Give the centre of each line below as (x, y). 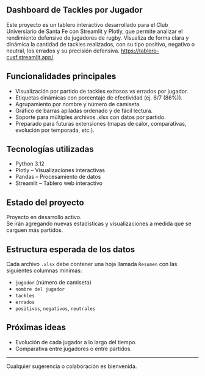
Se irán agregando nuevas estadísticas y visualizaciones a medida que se (99, 224)
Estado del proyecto (45, 202)
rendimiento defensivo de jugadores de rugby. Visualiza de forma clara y (98, 38)
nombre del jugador (40, 289)
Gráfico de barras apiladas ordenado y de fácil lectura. (84, 110)
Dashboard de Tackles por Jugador (74, 10)
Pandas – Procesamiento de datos (58, 177)
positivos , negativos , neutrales (55, 308)
